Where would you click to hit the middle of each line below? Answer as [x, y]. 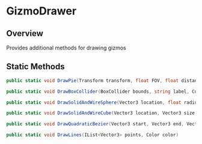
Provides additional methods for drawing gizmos [66, 48]
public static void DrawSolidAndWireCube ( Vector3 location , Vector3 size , [102, 113]
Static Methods [35, 67]
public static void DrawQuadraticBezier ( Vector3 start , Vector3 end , [95, 124]
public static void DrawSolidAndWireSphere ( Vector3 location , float [94, 102]
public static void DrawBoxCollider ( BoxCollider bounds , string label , [98, 92]
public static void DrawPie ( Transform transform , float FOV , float [93, 80]
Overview [25, 33]
